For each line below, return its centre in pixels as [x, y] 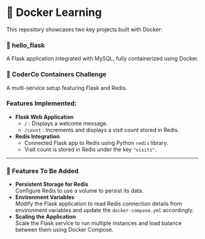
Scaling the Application [45, 217]
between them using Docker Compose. [64, 230]
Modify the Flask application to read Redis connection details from [99, 204]
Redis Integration [37, 136]
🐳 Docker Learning [54, 13]
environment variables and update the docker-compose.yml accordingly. [104, 210]
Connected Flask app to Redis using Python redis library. [96, 142]
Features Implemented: [41, 103]
